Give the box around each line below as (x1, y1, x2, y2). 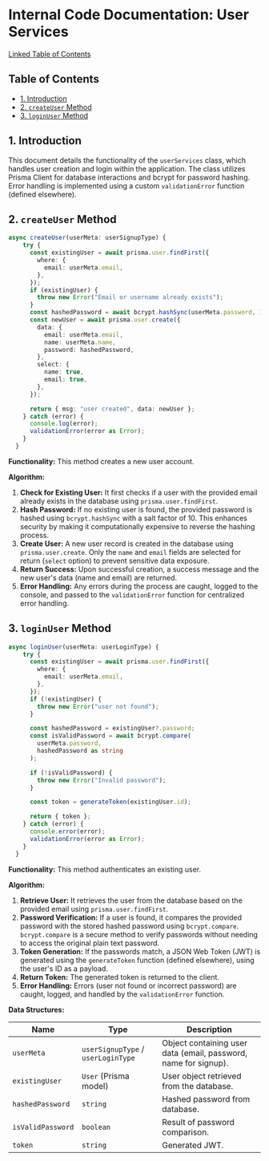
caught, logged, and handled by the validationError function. (19, 989, 225, 999)
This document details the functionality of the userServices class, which (8, 155, 247, 165)
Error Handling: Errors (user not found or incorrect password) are (19, 981, 237, 990)
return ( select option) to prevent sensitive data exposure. (19, 556, 210, 565)
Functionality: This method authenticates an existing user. (8, 864, 202, 874)
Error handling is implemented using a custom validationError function (8, 180, 245, 190)
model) (81, 1080, 109, 1091)
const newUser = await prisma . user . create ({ (29, 316, 181, 324)
